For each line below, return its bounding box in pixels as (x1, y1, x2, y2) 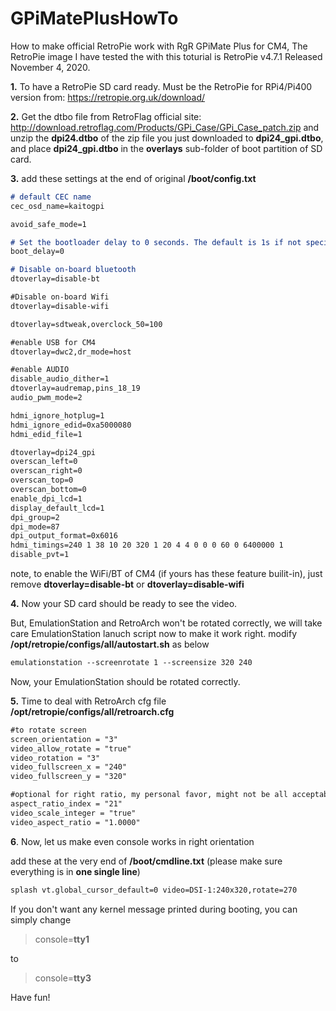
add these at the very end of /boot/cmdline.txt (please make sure (10, 855, 283, 867)
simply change (10, 913, 72, 926)
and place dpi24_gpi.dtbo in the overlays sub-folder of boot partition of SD (10, 142, 323, 154)
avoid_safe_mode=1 (10, 219, 87, 229)
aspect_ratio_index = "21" (10, 799, 123, 809)
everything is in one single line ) (10, 865, 141, 877)
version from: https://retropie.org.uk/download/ (10, 91, 206, 103)
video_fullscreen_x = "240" (10, 762, 128, 772)
